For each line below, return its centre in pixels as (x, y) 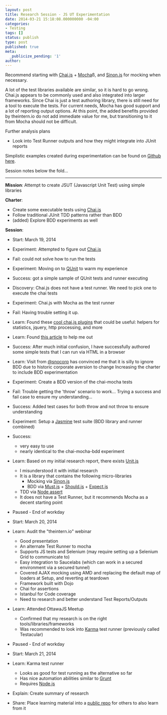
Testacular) (31, 635)
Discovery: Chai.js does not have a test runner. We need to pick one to (84, 288)
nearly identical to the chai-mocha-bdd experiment (72, 451)
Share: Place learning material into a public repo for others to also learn (85, 703)
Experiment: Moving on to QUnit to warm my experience (70, 269)
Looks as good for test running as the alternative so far (76, 673)
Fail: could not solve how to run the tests (54, 259)
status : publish (22, 38)
